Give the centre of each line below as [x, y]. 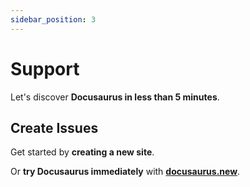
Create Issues [54, 127]
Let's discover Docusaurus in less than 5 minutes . [115, 97]
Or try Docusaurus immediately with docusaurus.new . [125, 172]
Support [45, 68]
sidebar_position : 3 [53, 19]
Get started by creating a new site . [82, 152]
